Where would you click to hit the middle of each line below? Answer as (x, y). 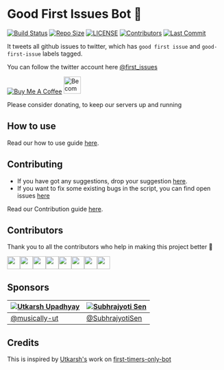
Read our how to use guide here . (53, 143)
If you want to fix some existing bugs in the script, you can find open (114, 188)
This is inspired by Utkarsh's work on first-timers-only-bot (89, 359)
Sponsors (28, 287)
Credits (23, 343)
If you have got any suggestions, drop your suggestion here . (102, 181)
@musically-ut (35, 319)
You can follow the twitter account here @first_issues (82, 67)
